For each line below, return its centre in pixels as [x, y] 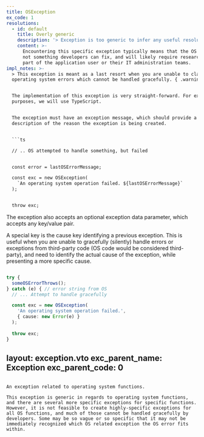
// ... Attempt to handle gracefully [59, 294]
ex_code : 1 [20, 18]
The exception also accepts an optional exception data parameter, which [97, 217]
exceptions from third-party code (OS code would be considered [87, 248]
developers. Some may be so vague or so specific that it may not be [96, 419]
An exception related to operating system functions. [76, 387]
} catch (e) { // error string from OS [57, 289]
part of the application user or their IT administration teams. [107, 63]
